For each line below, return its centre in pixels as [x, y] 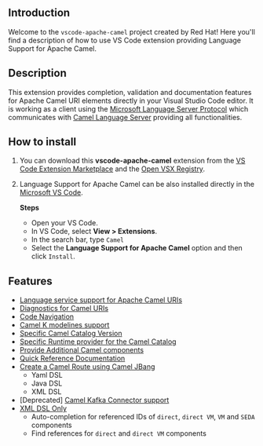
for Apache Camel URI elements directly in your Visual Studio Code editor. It [131, 101]
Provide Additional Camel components [81, 350]
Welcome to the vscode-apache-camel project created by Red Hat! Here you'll [131, 31]
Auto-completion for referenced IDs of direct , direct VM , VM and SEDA [143, 417]
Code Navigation [47, 316]
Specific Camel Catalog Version [71, 334]
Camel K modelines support [64, 325]
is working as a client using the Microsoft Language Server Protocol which [128, 108]
